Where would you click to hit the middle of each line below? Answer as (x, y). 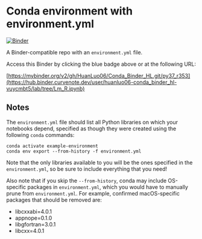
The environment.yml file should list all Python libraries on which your (92, 122)
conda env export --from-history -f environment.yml (74, 151)
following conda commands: (40, 135)
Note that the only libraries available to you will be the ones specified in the (99, 162)
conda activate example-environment (52, 146)
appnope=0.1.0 (33, 218)
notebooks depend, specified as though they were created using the (91, 129)
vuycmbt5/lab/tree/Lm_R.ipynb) (46, 88)
